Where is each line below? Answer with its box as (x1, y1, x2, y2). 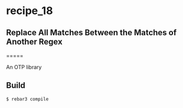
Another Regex (6, 36, 63, 46)
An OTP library (6, 63, 42, 70)
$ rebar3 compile (6, 96, 49, 102)
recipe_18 (6, 4, 53, 18)
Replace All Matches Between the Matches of (6, 28, 177, 38)
